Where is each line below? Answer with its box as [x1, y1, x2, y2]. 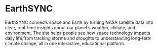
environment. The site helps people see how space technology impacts [5, 30, 151, 36]
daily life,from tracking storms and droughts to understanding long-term [5, 35, 152, 41]
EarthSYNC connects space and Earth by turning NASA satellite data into [5, 19, 154, 25]
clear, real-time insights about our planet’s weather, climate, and [5, 24, 136, 30]
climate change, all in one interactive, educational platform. [5, 40, 125, 46]
